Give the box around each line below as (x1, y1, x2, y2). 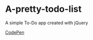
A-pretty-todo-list (5, 3, 81, 15)
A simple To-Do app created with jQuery (5, 20, 88, 26)
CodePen (5, 29, 24, 35)
